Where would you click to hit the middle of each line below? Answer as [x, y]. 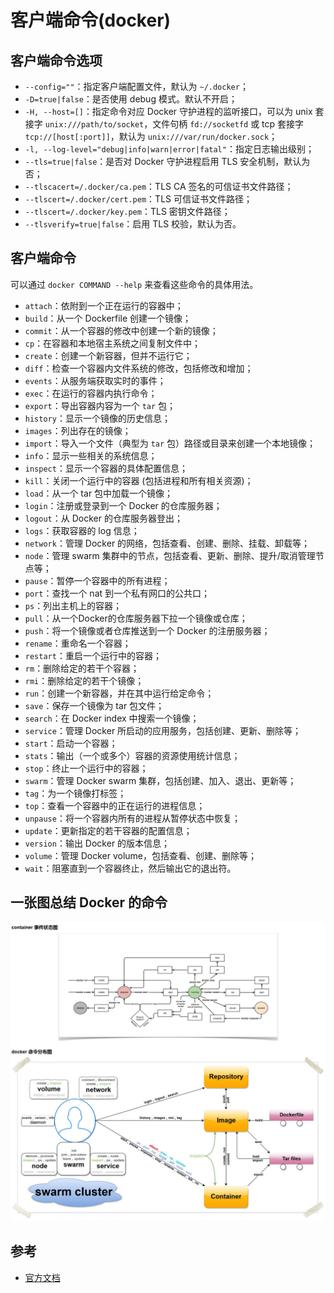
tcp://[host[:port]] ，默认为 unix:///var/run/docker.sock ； [151, 136]
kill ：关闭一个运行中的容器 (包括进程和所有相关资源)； [139, 480]
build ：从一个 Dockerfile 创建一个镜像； [108, 318]
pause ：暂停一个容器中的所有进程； [97, 580]
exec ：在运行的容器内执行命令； [91, 393]
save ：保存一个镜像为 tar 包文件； [94, 705]
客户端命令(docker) [91, 20]
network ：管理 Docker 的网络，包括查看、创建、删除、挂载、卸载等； [167, 543]
